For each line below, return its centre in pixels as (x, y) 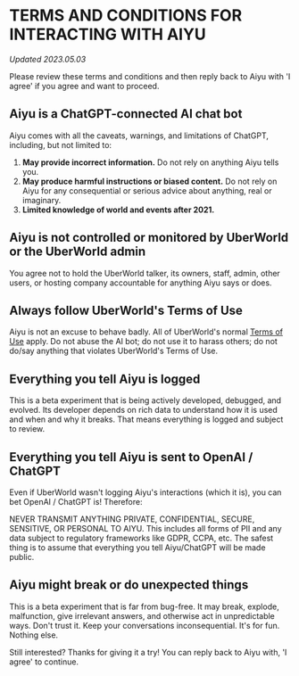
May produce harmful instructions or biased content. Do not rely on (149, 181)
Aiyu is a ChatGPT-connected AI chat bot (126, 114)
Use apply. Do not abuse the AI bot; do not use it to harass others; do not (144, 342)
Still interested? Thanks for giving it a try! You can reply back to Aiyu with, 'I (148, 652)
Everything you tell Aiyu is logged (105, 379)
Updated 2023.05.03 (48, 59)
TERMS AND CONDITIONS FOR (126, 16)
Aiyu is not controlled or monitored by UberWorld (149, 238)
